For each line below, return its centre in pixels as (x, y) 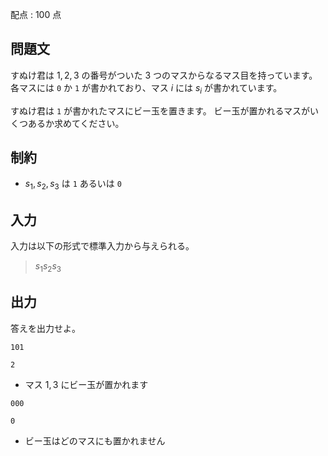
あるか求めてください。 (76, 123)
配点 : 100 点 (36, 14)
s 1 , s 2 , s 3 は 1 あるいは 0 (73, 185)
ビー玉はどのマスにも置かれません (95, 440)
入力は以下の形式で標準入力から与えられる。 (102, 246)
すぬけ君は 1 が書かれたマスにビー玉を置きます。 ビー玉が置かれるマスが (160, 110)
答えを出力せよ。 (45, 328)
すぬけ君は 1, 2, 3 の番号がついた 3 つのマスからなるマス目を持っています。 (164, 75)
